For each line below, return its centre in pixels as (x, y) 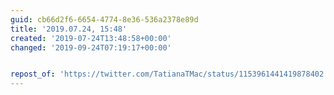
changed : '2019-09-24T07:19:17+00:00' (91, 47)
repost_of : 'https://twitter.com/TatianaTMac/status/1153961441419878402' (169, 74)
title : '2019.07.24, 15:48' (69, 29)
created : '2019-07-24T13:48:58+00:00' (91, 38)
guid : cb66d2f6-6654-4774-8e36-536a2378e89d (104, 19)
